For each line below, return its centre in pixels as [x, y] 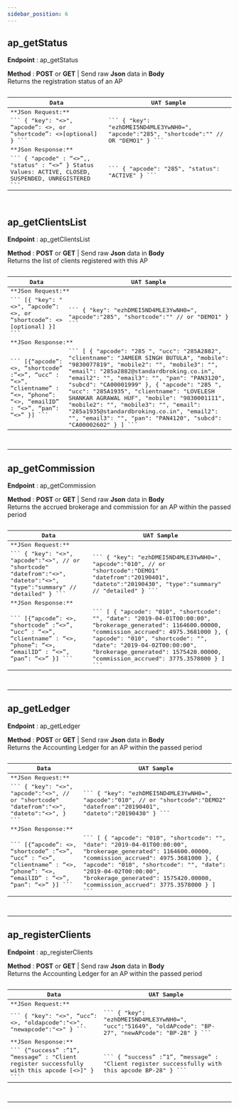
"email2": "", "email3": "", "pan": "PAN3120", [147, 378]
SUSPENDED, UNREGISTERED [51, 179]
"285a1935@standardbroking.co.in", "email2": [143, 411]
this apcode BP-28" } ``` [145, 1070]
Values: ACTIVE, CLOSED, [51, 172]
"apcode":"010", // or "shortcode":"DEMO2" [154, 800]
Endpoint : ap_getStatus [43, 60]
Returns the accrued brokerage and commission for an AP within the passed [119, 507]
